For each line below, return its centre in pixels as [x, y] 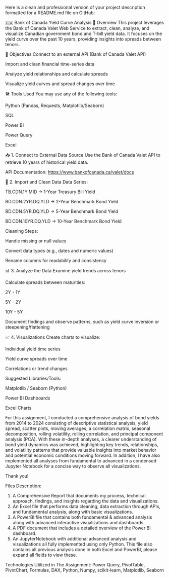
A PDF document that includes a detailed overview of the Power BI [82, 528]
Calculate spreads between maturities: [45, 282]
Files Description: [23, 486]
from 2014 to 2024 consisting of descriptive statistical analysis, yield [76, 423]
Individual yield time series [33, 349]
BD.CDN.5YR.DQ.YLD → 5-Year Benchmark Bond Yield [62, 211]
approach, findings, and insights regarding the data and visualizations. [86, 501]
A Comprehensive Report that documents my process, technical [79, 496]
